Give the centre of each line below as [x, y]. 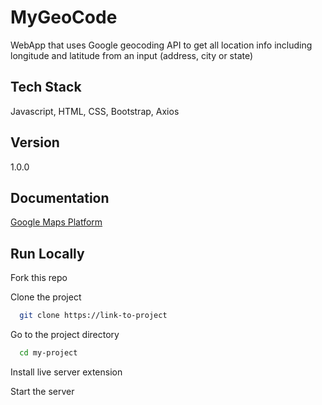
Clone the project [46, 297]
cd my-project [48, 353]
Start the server [42, 391]
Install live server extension [66, 372]
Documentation [60, 197]
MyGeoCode [64, 17]
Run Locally [47, 253]
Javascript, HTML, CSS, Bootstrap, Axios [95, 111]
